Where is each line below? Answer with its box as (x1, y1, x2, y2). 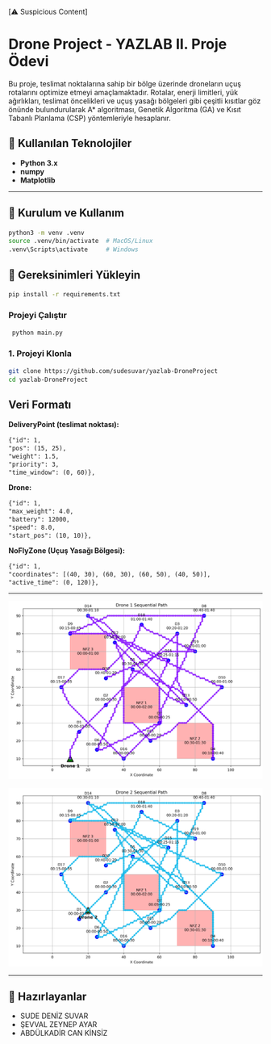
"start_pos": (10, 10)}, (8, 531, 92, 539)
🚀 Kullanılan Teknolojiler (8, 136, 132, 150)
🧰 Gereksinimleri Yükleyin (8, 268, 141, 282)
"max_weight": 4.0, (8, 507, 74, 515)
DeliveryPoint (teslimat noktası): (8, 419, 119, 429)
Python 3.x (19, 157, 58, 168)
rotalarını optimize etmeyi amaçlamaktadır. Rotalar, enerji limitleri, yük (8, 87, 239, 97)
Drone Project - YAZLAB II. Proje (8, 36, 227, 53)
